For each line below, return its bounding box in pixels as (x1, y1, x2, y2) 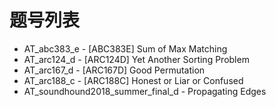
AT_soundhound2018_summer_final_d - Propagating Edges (23, 85, 267, 97)
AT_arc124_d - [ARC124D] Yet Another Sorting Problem (23, 53, 250, 65)
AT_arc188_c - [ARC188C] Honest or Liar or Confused (23, 74, 244, 86)
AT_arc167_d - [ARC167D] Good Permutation (23, 64, 206, 76)
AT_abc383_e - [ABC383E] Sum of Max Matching (23, 42, 228, 55)
